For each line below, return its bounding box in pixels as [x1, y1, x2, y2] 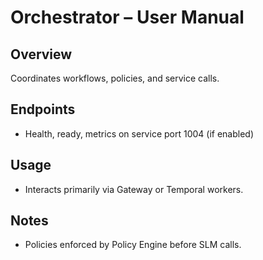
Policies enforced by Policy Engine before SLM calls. [24, 239, 242, 251]
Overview [10, 46, 73, 63]
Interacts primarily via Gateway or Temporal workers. [24, 183, 244, 195]
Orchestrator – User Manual [10, 6, 245, 29]
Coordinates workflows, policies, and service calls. [10, 72, 220, 84]
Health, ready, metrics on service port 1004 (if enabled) [24, 127, 255, 140]
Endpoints [10, 101, 76, 118]
